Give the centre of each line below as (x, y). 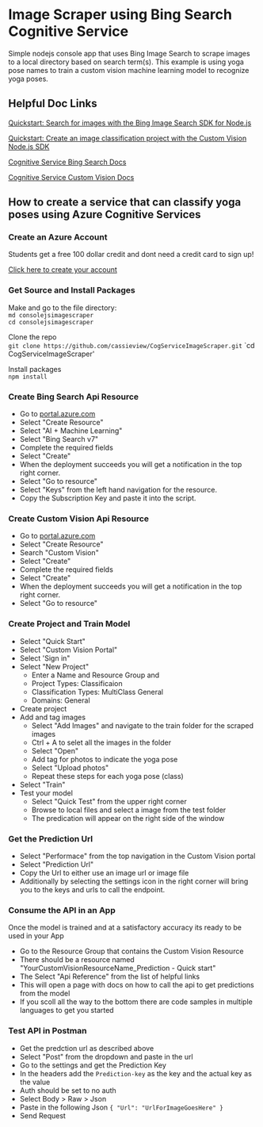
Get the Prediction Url (51, 838)
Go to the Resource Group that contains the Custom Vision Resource (131, 951)
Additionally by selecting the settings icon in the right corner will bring (134, 881)
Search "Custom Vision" (59, 553)
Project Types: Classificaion (77, 683)
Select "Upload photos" (70, 768)
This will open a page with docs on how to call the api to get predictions (137, 985)
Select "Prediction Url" (57, 864)
